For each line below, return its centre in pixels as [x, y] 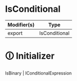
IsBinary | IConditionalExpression [38, 73]
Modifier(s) [21, 25]
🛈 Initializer [30, 56]
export [15, 33]
